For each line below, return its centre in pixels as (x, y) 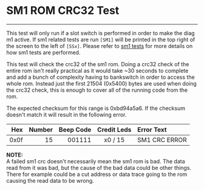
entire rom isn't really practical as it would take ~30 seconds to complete (97, 70)
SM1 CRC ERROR (162, 140)
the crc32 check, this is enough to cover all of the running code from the (97, 90)
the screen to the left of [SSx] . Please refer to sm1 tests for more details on (100, 46)
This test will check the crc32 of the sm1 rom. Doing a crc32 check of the (98, 64)
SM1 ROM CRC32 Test (63, 11)
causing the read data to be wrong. (50, 180)
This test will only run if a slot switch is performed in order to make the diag (100, 33)
